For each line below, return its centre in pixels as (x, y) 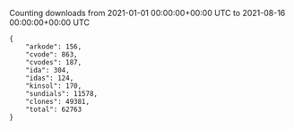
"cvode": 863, (52, 55)
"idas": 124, (50, 78)
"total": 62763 (54, 109)
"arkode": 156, (54, 47)
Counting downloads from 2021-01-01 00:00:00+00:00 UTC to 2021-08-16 (147, 13)
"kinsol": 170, (54, 86)
